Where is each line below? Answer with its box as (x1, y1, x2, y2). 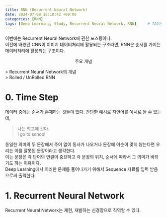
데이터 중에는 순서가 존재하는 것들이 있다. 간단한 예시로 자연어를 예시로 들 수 (5, 109, 153, 115)
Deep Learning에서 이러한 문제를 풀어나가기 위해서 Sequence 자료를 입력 (5, 166, 149, 172)
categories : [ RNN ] (5, 16, 43, 21)
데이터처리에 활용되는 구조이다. (5, 48, 66, 54)
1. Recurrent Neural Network (5, 190, 125, 202)
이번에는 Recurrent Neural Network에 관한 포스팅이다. (5, 35, 112, 41)
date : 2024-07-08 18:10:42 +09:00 (5, 12, 77, 17)
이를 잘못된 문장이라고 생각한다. (14, 147, 76, 154)
